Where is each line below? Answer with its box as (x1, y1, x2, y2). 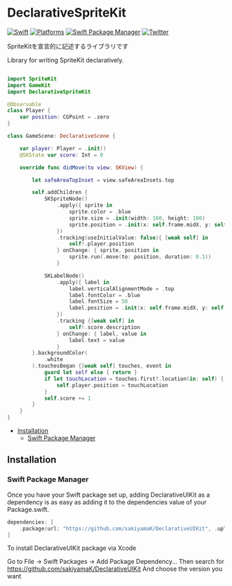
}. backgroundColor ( (32, 350, 88, 357)
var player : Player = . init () (19, 145, 107, 152)
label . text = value (68, 337, 126, 344)
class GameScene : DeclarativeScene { (7, 133, 116, 140)
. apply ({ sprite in (56, 202, 113, 209)
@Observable (7, 100, 41, 108)
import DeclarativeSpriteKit (7, 88, 91, 95)
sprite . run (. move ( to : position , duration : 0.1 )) (68, 254, 212, 260)
